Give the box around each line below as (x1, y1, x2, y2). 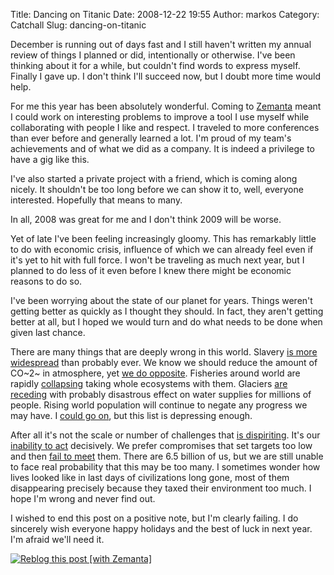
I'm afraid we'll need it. (10, 534, 105, 545)
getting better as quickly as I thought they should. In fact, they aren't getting (10, 305, 324, 317)
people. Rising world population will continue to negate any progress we (10, 399, 308, 411)
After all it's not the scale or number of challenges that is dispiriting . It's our (10, 429, 321, 441)
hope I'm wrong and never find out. (10, 493, 156, 504)
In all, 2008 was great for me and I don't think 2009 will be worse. (10, 214, 282, 225)
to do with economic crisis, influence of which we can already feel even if (10, 244, 314, 255)
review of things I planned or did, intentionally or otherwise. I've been (10, 49, 296, 61)
